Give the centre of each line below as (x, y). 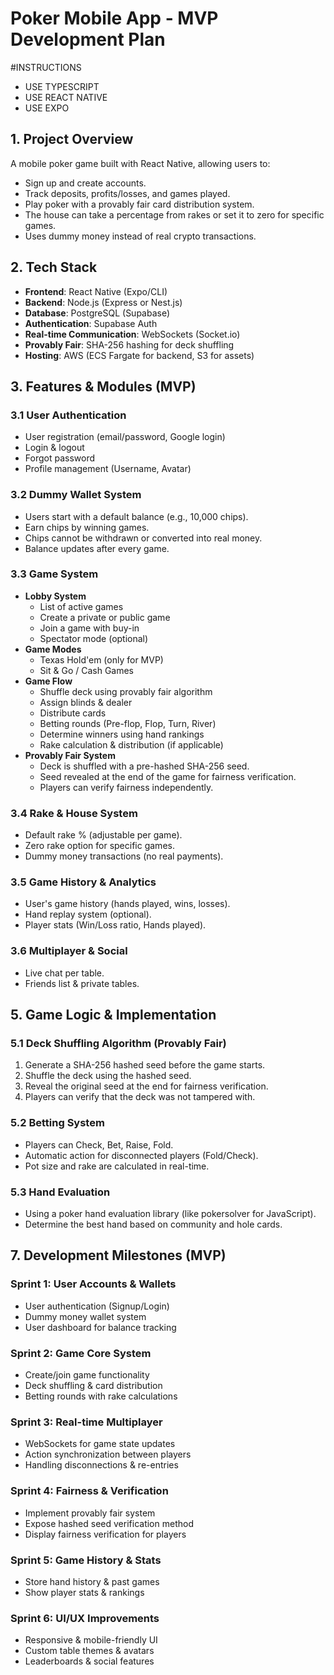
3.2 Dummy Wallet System (76, 495)
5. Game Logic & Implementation (113, 1015)
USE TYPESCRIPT (62, 86)
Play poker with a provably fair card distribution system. (139, 204)
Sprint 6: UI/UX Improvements (85, 1618)
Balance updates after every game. (97, 548)
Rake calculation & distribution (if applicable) (131, 744)
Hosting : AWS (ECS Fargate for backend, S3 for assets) (139, 355)
